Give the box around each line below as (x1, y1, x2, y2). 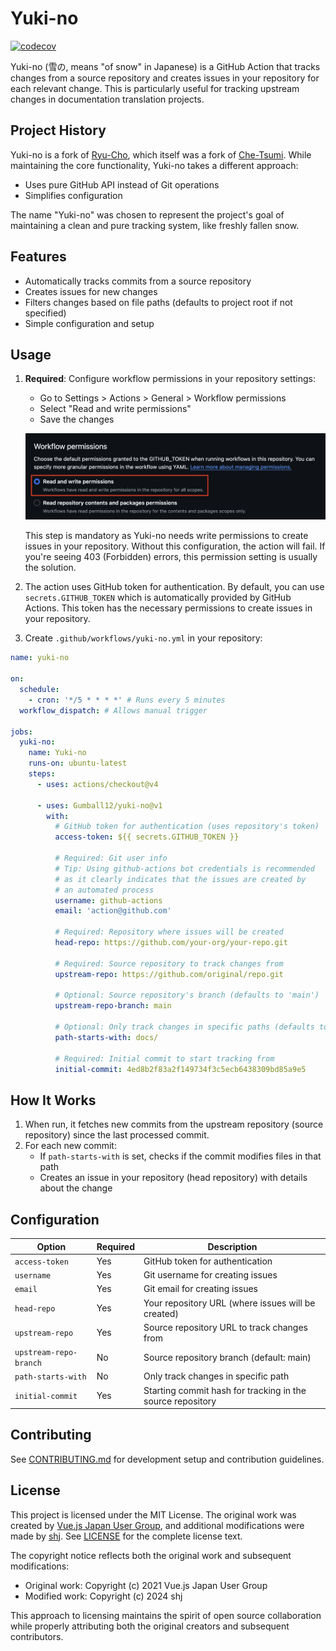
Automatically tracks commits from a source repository (24, 275, 252, 287)
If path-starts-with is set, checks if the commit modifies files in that (39, 1150, 322, 1162)
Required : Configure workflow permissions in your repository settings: (24, 373, 316, 385)
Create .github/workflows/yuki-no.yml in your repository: (24, 632, 263, 644)
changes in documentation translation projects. (10, 93, 205, 105)
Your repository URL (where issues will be (143, 1297, 316, 1309)
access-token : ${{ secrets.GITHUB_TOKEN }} (54, 832, 240, 842)
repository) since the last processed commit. (24, 1129, 210, 1141)
